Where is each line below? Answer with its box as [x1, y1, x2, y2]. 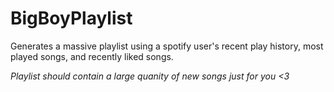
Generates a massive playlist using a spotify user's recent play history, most [10, 40, 324, 52]
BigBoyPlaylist [10, 7, 133, 30]
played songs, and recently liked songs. [10, 50, 174, 62]
